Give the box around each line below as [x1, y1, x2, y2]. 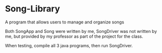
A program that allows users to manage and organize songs [5, 19, 125, 25]
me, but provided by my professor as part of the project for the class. [5, 33, 143, 39]
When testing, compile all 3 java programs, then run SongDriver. [5, 42, 133, 48]
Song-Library [5, 3, 60, 14]
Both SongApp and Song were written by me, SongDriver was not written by [5, 28, 157, 34]
